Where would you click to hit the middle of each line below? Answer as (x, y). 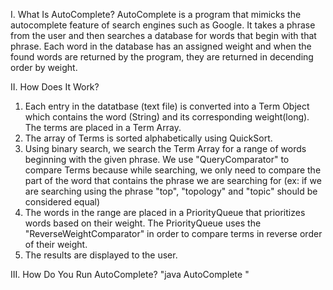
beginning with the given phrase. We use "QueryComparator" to (157, 159)
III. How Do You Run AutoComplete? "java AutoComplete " (130, 274)
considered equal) (62, 202)
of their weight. (56, 244)
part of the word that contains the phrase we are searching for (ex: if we (173, 180)
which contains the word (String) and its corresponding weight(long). (167, 117)
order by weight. (44, 67)
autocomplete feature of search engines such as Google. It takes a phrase (163, 25)
